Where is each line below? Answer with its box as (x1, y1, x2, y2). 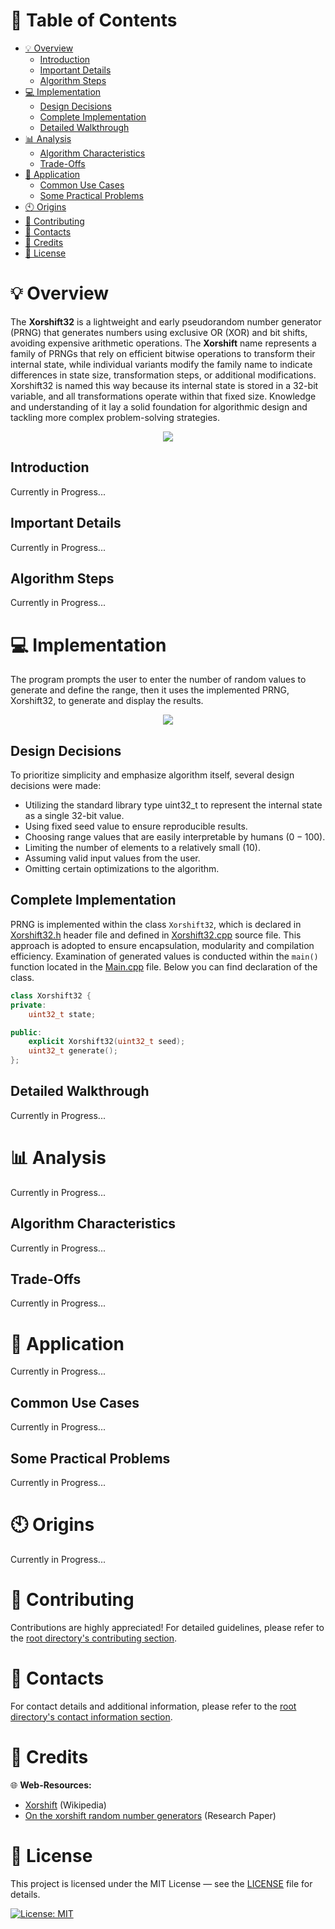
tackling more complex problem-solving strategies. (10, 411, 221, 423)
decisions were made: (10, 780, 102, 792)
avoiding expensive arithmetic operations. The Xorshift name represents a (10, 337, 317, 349)
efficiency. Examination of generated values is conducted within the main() (10, 950, 319, 962)
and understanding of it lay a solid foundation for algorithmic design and (10, 400, 308, 413)
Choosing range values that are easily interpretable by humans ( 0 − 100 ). (24, 831, 326, 843)
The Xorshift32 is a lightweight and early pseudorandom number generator (10, 315, 322, 328)
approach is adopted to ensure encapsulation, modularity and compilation (10, 939, 315, 951)
